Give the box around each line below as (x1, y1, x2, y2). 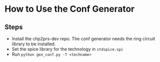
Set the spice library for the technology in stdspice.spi (11, 46, 124, 52)
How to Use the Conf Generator (4, 3, 135, 15)
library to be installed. (11, 41, 56, 47)
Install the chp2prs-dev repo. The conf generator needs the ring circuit (11, 36, 156, 41)
